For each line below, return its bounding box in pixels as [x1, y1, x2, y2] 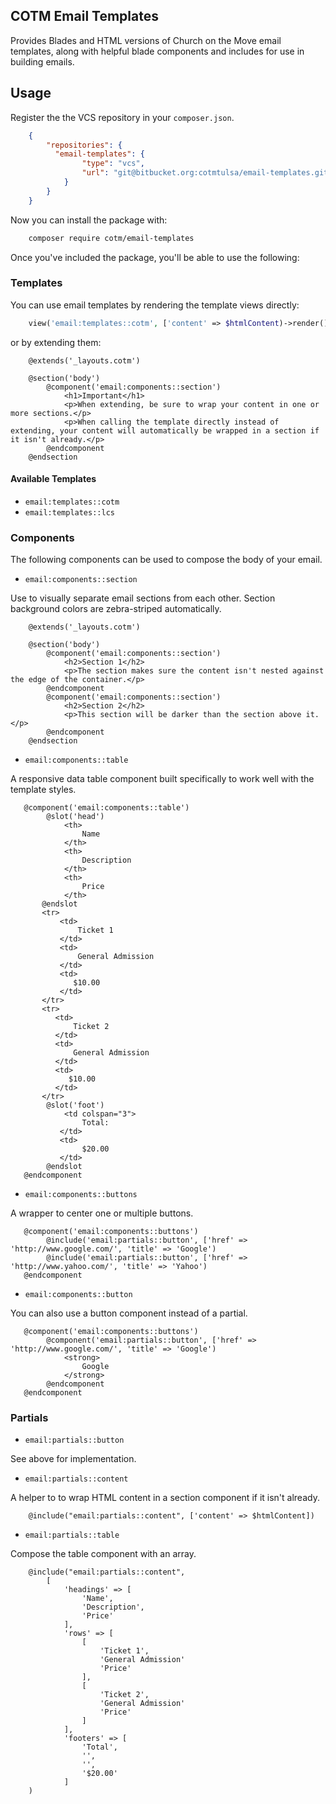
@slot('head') [46, 812, 105, 822]
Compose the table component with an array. [10, 1548, 197, 1560]
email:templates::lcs [24, 507, 115, 518]
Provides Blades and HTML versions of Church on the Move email [10, 34, 282, 46]
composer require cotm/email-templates [28, 233, 195, 243]
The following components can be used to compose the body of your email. [10, 554, 323, 566]
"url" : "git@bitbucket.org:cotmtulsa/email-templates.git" [81, 168, 333, 178]
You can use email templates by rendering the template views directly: [10, 299, 300, 311]
